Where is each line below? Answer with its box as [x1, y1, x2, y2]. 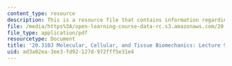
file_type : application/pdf [7, 29, 88, 36]
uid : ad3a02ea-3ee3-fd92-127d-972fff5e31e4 [7, 49, 135, 56]
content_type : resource [7, 10, 76, 17]
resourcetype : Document [7, 36, 76, 43]
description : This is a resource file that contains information [7, 16, 199, 23]
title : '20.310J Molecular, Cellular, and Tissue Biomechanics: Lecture [7, 42, 221, 49]
